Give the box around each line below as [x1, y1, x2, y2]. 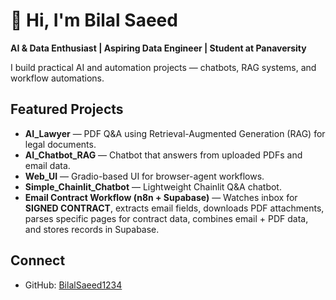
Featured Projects [10, 101, 124, 118]
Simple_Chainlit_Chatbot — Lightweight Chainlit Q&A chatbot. [24, 180, 282, 193]
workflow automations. [10, 72, 105, 84]
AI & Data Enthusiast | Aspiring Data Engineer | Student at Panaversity [10, 42, 307, 54]
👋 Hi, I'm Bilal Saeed [10, 9, 178, 32]
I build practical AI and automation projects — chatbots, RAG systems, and [10, 61, 317, 73]
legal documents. [24, 138, 97, 150]
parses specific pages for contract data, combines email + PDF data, [24, 212, 309, 224]
